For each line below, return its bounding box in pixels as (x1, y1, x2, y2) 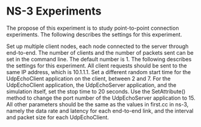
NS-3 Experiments (6, 4, 102, 18)
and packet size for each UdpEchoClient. (6, 114, 110, 121)
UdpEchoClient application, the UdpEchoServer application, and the (6, 81, 177, 89)
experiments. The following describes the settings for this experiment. (6, 30, 183, 38)
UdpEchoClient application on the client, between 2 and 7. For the (6, 75, 171, 82)
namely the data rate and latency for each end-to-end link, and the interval (6, 107, 194, 114)
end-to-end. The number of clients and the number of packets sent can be (6, 49, 194, 56)
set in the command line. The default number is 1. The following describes (6, 55, 192, 63)
